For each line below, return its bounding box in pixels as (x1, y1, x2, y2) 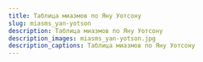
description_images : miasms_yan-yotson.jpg (8, 34, 156, 43)
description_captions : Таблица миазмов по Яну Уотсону (8, 42, 196, 50)
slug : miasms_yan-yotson (8, 19, 91, 27)
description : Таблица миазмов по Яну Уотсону (8, 27, 163, 35)
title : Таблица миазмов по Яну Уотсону (8, 11, 142, 20)
